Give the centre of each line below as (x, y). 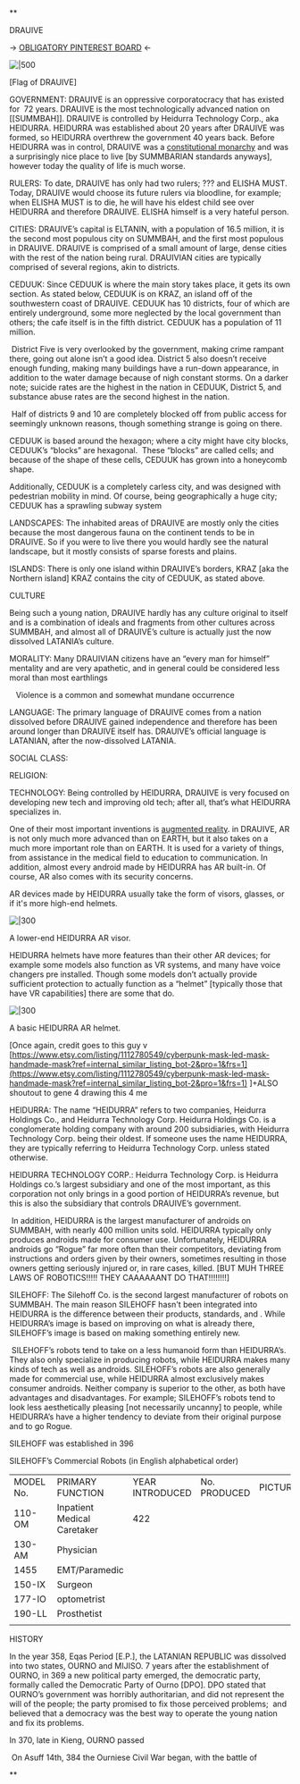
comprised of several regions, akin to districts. (95, 267)
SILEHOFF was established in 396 (71, 1443)
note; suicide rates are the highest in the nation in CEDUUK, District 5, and (146, 387)
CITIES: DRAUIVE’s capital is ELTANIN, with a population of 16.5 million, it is (147, 229)
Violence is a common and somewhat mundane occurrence (125, 695)
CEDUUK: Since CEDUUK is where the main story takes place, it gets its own (150, 284)
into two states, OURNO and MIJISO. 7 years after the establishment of (139, 1666)
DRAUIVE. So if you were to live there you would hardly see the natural (139, 542)
